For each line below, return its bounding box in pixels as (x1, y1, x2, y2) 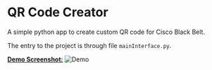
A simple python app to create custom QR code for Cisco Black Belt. (7, 28, 206, 36)
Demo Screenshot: (7, 54, 63, 64)
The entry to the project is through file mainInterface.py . (7, 41, 172, 49)
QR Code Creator (7, 4, 108, 21)
